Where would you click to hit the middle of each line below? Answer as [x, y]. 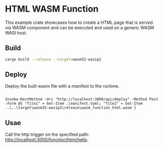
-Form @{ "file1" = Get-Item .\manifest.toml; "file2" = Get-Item [74, 104]
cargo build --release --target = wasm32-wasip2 [53, 59]
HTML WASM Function [52, 9]
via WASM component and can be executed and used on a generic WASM [80, 27]
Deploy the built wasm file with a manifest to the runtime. [62, 86]
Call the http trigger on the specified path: [47, 134]
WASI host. [16, 33]
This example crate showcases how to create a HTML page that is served [79, 22]
